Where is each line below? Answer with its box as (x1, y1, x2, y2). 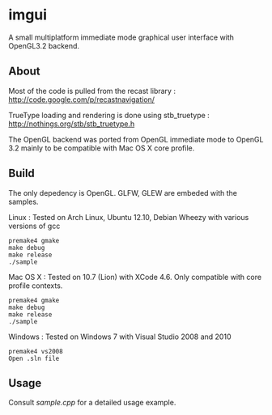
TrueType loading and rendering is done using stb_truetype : (8, 110, 210, 120)
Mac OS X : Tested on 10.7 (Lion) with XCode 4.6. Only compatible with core (8, 272, 261, 282)
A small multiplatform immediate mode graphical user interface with (8, 32, 235, 42)
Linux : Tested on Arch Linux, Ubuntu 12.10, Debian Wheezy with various (8, 212, 249, 222)
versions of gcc (8, 221, 61, 231)
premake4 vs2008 (8, 347, 63, 355)
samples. (8, 197, 39, 206)
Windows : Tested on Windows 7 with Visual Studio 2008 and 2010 (8, 332, 232, 341)
